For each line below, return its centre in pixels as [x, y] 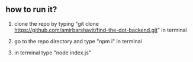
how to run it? [31, 10]
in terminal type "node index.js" [52, 53]
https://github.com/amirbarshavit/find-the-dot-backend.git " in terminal [100, 30]
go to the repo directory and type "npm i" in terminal [78, 41]
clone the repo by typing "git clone [56, 23]
